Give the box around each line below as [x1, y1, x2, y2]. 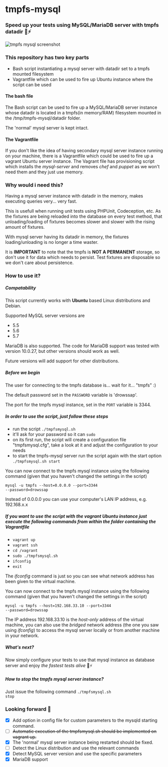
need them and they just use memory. [5, 169, 84, 175]
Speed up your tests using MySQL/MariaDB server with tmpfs [5, 22, 159, 29]
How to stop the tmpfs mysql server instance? [5, 676, 104, 682]
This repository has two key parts [5, 54, 89, 61]
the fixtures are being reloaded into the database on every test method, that [5, 213, 162, 220]
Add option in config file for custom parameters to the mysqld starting [12, 717, 157, 723]
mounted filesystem [12, 71, 54, 77]
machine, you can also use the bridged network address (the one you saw [5, 622, 159, 628]
